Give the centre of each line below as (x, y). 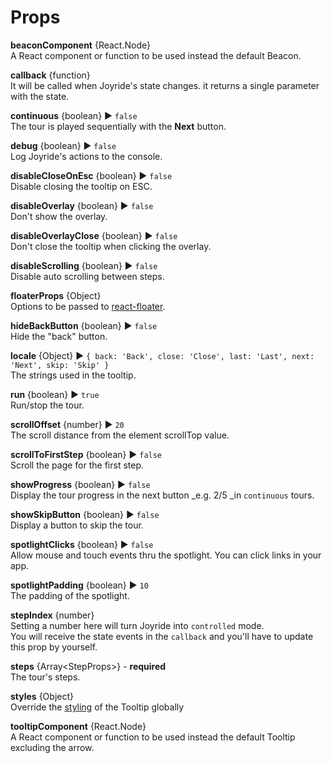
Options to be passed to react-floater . (88, 306)
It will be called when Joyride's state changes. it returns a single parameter (165, 85)
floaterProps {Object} (56, 295)
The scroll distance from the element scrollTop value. (120, 435)
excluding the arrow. (52, 747)
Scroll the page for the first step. (77, 465)
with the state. (40, 96)
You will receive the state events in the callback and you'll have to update (162, 636)
